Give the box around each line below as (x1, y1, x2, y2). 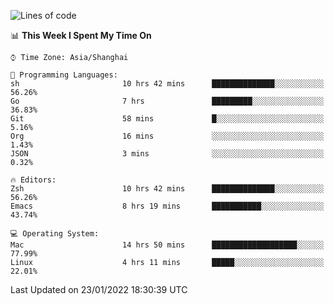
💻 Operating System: (10, 229, 100, 239)
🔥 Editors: (10, 175, 57, 185)
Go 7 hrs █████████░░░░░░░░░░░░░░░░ (10, 96, 325, 106)
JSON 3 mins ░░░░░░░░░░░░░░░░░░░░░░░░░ (10, 149, 325, 159)
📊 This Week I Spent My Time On (10, 30, 152, 41)
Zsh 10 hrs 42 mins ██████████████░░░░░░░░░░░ (10, 184, 325, 194)
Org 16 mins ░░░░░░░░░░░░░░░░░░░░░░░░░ (10, 131, 325, 141)
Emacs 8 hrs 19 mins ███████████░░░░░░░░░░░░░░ (10, 201, 325, 211)
